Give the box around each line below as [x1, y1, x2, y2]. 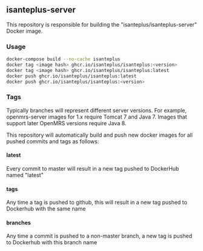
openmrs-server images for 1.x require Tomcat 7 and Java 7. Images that [6, 113, 187, 120]
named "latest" [6, 171, 44, 178]
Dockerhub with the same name [6, 205, 86, 212]
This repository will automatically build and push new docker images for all [6, 131, 193, 139]
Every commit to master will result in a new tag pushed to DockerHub [6, 165, 179, 172]
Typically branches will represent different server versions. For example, [6, 106, 187, 114]
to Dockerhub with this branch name [6, 239, 98, 246]
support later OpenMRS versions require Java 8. [6, 119, 127, 126]
